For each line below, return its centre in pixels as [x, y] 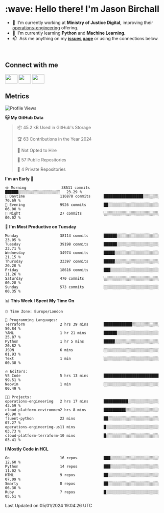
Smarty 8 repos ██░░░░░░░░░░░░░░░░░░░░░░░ [82, 483]
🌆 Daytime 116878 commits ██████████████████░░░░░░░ [82, 196]
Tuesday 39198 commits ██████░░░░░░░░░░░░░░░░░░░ [82, 244]
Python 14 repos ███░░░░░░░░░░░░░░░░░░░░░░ [82, 466]
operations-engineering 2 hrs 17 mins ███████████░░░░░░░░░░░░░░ [82, 401]
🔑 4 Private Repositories [41, 169]
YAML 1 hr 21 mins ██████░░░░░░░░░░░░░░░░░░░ [82, 333]
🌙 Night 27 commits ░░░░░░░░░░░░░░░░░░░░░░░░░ [82, 213]
